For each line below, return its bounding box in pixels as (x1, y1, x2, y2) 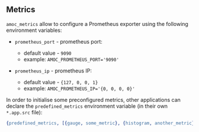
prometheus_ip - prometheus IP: (14, 67, 92, 74)
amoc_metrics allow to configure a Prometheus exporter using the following (6, 20, 188, 27)
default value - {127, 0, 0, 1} (23, 78, 98, 85)
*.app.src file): (6, 108, 43, 115)
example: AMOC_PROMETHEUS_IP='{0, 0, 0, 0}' (23, 85, 135, 92)
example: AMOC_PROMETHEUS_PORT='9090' (23, 55, 120, 62)
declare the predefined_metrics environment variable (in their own (6, 103, 168, 110)
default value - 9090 (23, 49, 72, 57)
